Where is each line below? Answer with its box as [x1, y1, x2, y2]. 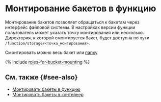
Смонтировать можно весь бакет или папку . [5, 50, 99, 55]
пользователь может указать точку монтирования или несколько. [5, 29, 144, 35]
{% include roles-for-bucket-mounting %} [5, 59, 90, 65]
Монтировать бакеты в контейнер [12, 91, 84, 97]
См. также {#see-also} [5, 73, 78, 81]
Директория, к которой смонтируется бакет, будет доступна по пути [5, 35, 150, 41]
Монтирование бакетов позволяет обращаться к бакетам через [5, 19, 140, 25]
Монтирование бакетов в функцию [5, 3, 156, 14]
